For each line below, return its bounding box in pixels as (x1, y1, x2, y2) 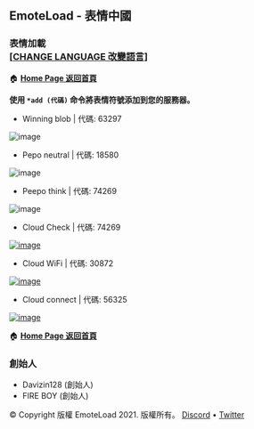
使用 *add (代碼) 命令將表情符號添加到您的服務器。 (9, 94, 195, 105)
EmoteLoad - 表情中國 (9, 8, 132, 24)
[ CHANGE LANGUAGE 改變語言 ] (9, 51, 149, 63)
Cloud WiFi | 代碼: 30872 (21, 257, 114, 269)
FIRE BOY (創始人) (21, 390, 89, 401)
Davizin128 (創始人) (21, 379, 94, 390)
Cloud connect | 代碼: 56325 (21, 294, 127, 304)
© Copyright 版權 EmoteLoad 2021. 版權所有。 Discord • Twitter (9, 409, 245, 420)
